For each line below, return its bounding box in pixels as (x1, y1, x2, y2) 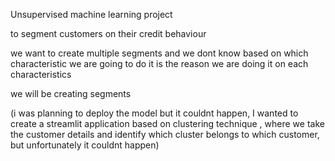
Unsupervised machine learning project (10, 9, 173, 20)
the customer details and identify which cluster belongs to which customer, (10, 129, 320, 140)
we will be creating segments (10, 88, 132, 99)
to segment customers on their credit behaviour (10, 28, 207, 39)
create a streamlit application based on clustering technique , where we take (10, 118, 325, 129)
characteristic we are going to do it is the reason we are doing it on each (10, 58, 309, 69)
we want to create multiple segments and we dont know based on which (10, 47, 309, 59)
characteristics (10, 69, 72, 80)
